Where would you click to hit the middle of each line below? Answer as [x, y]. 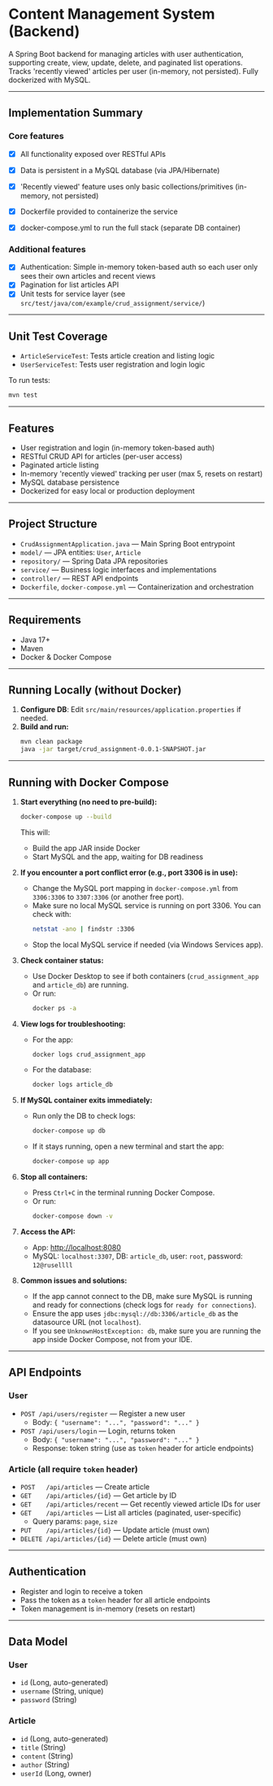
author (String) [45, 1764]
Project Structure [53, 524]
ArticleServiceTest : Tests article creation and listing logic [117, 356]
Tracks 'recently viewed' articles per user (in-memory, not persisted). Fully [133, 71]
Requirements [45, 620]
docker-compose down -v [73, 1216]
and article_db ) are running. [80, 984]
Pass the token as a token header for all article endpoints [115, 1600]
